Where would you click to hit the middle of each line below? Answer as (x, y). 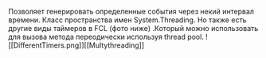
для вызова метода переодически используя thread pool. (106, 37)
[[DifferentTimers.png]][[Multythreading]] (76, 45)
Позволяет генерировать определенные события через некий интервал (131, 12)
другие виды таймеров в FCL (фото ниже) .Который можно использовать (133, 28)
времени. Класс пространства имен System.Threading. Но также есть (127, 20)
